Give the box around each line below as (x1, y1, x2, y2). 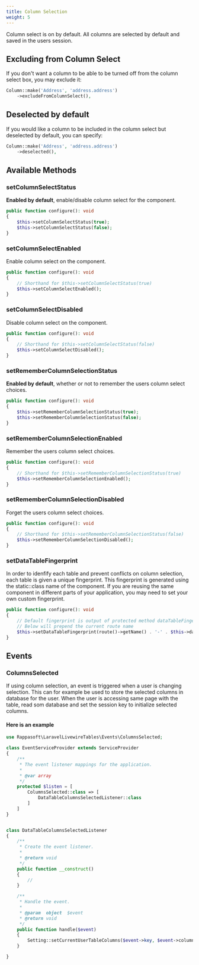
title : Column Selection (6, 8, 68, 15)
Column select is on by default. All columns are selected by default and (6, 30, 180, 37)
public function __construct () (17, 866, 94, 872)
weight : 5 (6, 14, 31, 20)
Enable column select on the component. (6, 257, 107, 265)
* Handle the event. (19, 899, 70, 905)
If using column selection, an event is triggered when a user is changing (6, 682, 182, 690)
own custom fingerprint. (6, 595, 65, 602)
